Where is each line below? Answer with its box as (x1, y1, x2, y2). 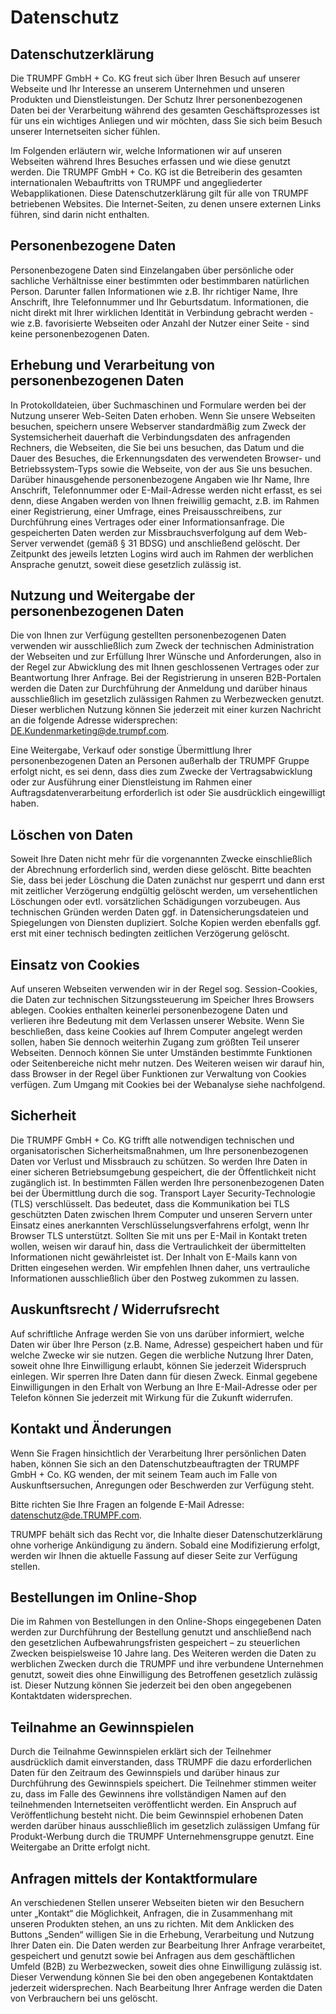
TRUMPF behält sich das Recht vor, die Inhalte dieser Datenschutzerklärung (10, 1528, 323, 1540)
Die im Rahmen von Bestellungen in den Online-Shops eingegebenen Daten (10, 1616, 322, 1628)
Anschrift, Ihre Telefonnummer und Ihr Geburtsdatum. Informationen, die (10, 296, 309, 308)
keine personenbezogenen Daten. (10, 327, 150, 340)
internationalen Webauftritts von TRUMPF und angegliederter (10, 177, 263, 188)
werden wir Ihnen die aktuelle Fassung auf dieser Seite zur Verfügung (10, 1549, 298, 1561)
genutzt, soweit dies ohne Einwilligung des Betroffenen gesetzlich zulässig (10, 1669, 318, 1681)
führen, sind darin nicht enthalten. (10, 209, 150, 220)
